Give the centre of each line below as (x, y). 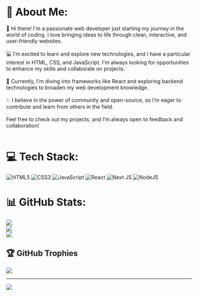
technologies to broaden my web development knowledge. (77, 87)
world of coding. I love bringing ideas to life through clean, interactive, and (96, 34)
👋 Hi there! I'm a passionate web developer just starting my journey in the (95, 28)
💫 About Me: (37, 12)
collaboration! (23, 125)
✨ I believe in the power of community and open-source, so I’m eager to (94, 100)
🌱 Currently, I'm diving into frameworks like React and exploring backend (95, 81)
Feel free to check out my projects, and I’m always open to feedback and (95, 119)
